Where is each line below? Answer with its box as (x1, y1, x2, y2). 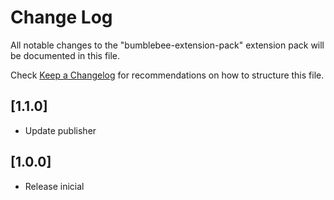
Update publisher (24, 124, 97, 136)
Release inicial (24, 180, 85, 192)
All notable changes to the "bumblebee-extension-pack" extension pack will (10, 39, 325, 51)
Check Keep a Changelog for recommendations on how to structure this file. (10, 69, 325, 81)
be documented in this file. (10, 49, 121, 61)
